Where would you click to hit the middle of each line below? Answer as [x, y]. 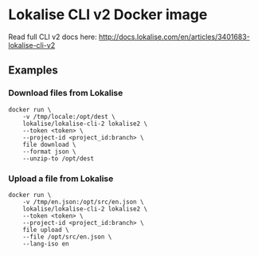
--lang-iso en [46, 244]
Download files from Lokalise [66, 93]
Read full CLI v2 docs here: [53, 37]
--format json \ [50, 152]
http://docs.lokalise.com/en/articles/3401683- [174, 37]
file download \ [50, 144]
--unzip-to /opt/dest [58, 158]
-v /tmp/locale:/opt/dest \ [69, 116]
